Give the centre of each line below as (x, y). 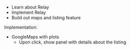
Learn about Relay (30, 7)
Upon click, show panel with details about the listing (72, 42)
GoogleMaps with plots (35, 37)
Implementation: (21, 27)
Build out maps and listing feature (46, 18)
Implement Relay (29, 12)
